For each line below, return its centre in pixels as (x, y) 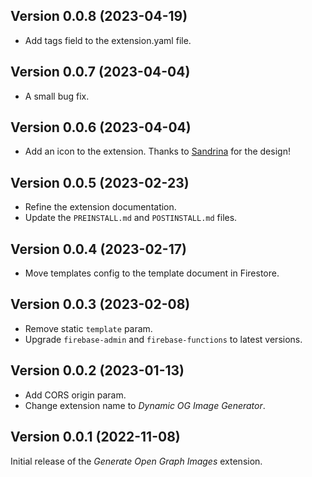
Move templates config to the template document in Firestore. (152, 273)
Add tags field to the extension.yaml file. (108, 40)
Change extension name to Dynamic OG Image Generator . (145, 405)
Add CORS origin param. (75, 395)
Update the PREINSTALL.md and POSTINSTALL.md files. (131, 218)
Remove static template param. (88, 328)
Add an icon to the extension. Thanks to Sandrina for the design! (157, 151)
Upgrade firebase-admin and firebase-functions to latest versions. (163, 339)
